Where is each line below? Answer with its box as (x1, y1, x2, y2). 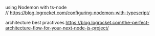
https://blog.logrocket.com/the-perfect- (65, 20, 150, 25)
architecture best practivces (5, 20, 65, 25)
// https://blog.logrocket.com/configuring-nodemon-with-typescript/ (5, 10, 150, 16)
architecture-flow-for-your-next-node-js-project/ (5, 25, 109, 31)
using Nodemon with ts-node (5, 5, 67, 10)
